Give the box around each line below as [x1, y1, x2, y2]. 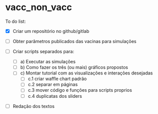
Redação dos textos [12, 103, 55, 109]
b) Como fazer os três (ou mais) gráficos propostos [20, 64, 128, 70]
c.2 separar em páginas [28, 82, 78, 88]
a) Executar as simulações [20, 59, 76, 65]
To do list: [5, 18, 26, 24]
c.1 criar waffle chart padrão [28, 75, 87, 82]
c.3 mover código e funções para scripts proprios [28, 87, 133, 93]
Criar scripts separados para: [12, 49, 74, 55]
